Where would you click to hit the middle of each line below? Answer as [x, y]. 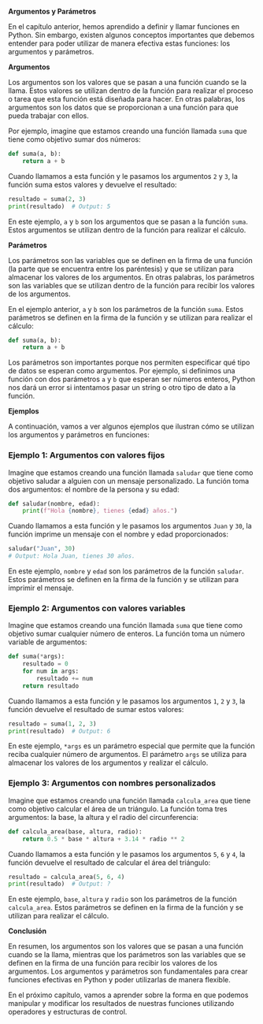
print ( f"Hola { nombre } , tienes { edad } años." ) [100, 511]
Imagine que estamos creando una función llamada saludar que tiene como [131, 473]
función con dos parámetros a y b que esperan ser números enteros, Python [132, 379]
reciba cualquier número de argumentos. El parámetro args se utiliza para [128, 755]
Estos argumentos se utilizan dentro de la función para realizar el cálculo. [127, 230]
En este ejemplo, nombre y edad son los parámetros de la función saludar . [126, 571]
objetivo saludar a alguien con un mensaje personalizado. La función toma [129, 480]
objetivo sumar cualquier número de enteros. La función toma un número [127, 634]
